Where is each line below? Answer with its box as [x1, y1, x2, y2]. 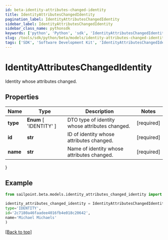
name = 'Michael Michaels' [5, 215, 57, 220]
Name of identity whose [67, 145, 123, 152]
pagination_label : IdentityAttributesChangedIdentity [5, 17, 120, 22]
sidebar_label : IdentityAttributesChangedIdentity [5, 21, 113, 27]
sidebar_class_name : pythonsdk [5, 26, 70, 31]
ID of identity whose [67, 131, 115, 138]
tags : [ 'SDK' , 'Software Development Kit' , [5, 40, 97, 45]
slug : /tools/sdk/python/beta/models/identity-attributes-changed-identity [5, 36, 166, 41]
